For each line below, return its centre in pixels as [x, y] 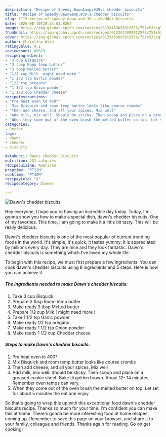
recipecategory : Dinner [30, 184]
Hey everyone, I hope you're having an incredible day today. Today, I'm [77, 212]
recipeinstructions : [26, 97]
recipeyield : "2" [23, 179]
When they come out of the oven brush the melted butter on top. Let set [85, 388]
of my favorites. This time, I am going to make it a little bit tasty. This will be [82, 222]
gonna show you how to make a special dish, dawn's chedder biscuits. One [82, 217]
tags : [11, 134]
